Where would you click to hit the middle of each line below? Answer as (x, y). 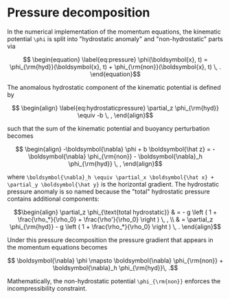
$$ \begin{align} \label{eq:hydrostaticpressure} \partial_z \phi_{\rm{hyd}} (115, 108)
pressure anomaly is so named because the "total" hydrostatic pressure (109, 191)
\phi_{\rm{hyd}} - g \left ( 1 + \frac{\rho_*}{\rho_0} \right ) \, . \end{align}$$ (115, 226)
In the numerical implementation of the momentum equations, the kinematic (114, 32)
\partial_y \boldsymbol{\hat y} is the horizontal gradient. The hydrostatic (113, 184)
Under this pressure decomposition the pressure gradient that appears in (111, 240)
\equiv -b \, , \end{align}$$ (115, 115)
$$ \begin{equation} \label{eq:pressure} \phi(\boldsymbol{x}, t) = (115, 59)
